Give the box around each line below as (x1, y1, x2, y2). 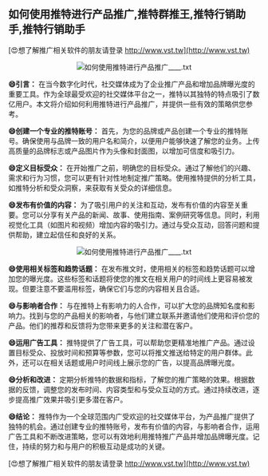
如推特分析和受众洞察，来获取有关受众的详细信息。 (8, 183, 176, 192)
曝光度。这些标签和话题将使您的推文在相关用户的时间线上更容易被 (29, 274, 246, 284)
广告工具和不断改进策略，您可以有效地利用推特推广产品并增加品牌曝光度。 (8, 431, 253, 441)
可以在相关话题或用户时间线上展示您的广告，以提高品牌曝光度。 (29, 358, 239, 367)
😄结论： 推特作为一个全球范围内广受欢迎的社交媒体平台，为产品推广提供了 (8, 411, 255, 421)
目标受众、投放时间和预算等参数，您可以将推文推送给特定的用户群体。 (14, 347, 246, 357)
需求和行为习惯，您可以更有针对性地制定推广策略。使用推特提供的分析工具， (8, 173, 260, 182)
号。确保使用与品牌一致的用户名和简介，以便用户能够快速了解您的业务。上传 (8, 136, 260, 145)
